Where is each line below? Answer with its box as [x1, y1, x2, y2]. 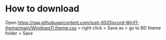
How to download [5, 3, 79, 14]
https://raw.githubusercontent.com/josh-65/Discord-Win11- [17, 19, 139, 25]
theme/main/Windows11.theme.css [5, 24, 77, 30]
